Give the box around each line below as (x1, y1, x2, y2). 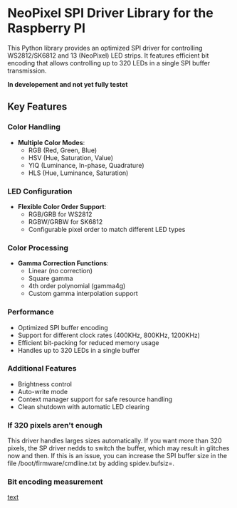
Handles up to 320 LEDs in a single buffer (17, 346, 140, 354)
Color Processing (7, 243, 69, 253)
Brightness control (17, 379, 73, 388)
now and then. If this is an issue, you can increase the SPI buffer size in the (7, 452, 228, 460)
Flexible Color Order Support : (17, 202, 107, 211)
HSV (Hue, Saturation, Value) (28, 153, 114, 162)
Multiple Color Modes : (17, 138, 85, 147)
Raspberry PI (7, 20, 86, 36)
